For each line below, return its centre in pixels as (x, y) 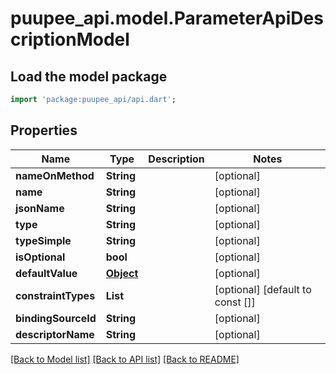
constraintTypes (55, 295)
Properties (44, 130)
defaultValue (46, 273)
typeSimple (43, 240)
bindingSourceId (56, 318)
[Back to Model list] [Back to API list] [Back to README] (125, 359)
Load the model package (89, 76)
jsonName (40, 208)
